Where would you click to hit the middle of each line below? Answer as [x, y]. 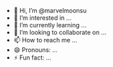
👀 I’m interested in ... [42, 18]
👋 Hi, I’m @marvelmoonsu [50, 11]
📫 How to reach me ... [45, 40]
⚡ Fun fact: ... [32, 57]
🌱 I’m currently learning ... [50, 25]
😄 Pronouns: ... [36, 50]
